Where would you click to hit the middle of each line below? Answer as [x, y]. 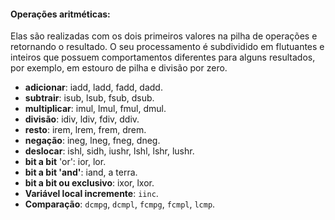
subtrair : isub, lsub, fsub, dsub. [89, 98]
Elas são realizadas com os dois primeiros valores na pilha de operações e [164, 36]
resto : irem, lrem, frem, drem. [85, 130]
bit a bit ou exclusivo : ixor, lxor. [89, 183]
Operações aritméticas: [60, 14]
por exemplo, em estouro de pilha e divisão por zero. [119, 68]
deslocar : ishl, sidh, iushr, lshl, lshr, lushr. [109, 151]
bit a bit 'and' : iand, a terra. [81, 172]
